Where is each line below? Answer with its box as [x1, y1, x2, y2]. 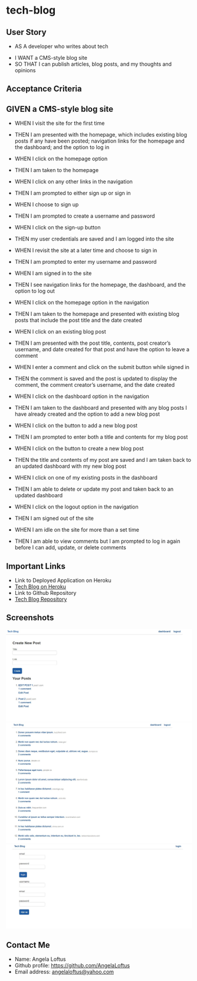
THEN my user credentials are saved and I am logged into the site [14, 235, 174, 242]
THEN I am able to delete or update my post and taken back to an [14, 485, 174, 493]
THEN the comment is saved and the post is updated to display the [14, 375, 178, 382]
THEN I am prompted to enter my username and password [14, 258, 157, 266]
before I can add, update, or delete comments [14, 544, 127, 551]
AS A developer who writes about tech [14, 43, 109, 50]
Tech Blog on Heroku [14, 583, 67, 590]
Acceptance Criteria [6, 84, 82, 94]
